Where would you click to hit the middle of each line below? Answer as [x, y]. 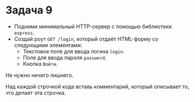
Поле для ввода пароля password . [65, 57]
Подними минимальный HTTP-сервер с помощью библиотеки [93, 26]
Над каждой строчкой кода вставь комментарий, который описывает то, [97, 86]
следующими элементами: [48, 45]
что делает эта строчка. [36, 93]
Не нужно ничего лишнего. [39, 75]
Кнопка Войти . [40, 64]
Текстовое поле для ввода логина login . [74, 51]
